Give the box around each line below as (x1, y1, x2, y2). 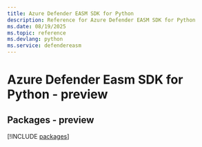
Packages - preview (7, 114, 94, 126)
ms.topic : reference (7, 29, 67, 37)
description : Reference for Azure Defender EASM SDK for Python (7, 17, 196, 23)
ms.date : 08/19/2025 (7, 23, 67, 30)
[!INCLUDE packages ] (7, 133, 70, 140)
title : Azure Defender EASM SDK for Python (7, 10, 134, 17)
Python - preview (7, 87, 108, 102)
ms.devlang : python (7, 36, 63, 43)
